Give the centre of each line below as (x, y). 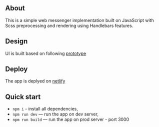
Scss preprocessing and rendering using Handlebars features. (69, 25)
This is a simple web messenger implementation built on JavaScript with (79, 20)
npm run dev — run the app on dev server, (55, 114)
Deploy (16, 69)
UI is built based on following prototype (46, 53)
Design (16, 41)
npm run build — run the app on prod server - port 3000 (71, 119)
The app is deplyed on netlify (35, 81)
